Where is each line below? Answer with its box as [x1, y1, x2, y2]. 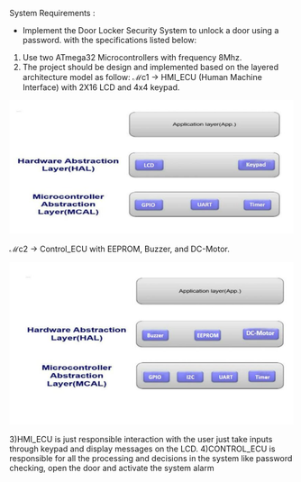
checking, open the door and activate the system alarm [9, 463, 214, 474]
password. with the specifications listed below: [22, 35, 197, 45]
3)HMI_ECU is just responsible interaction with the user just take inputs [9, 434, 273, 445]
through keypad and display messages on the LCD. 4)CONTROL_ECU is [9, 443, 276, 454]
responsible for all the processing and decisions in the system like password [9, 453, 293, 464]
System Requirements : [9, 8, 96, 18]
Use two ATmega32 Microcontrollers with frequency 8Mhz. [22, 52, 242, 62]
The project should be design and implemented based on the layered [22, 62, 279, 72]
